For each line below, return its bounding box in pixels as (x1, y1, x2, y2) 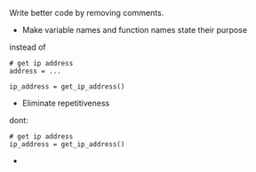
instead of (9, 42, 46, 52)
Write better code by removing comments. (9, 8, 164, 18)
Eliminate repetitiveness (21, 98, 110, 108)
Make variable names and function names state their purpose (21, 25, 247, 35)
